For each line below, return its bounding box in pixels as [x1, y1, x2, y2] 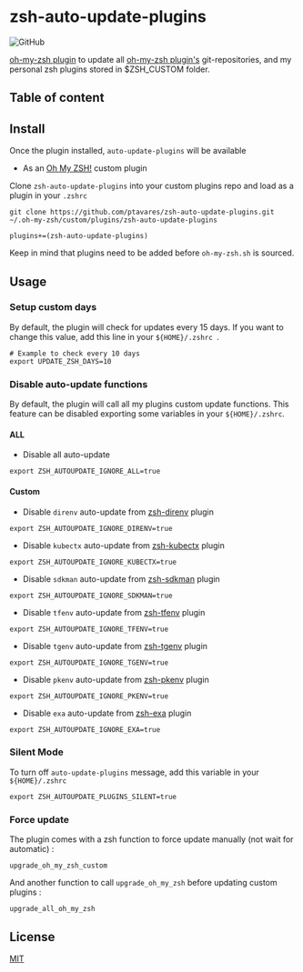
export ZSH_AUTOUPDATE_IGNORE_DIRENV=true [9, 524, 173, 533]
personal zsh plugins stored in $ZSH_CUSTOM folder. [9, 64, 211, 75]
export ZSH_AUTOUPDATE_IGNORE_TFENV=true [9, 625, 169, 634]
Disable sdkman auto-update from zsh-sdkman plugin [22, 573, 220, 584]
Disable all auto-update [22, 449, 111, 460]
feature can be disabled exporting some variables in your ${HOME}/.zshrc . [9, 408, 285, 419]
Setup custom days [9, 301, 97, 314]
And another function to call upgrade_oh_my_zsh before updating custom [9, 877, 278, 888]
